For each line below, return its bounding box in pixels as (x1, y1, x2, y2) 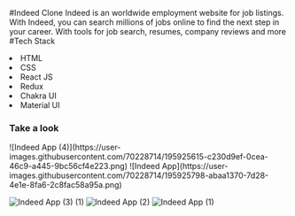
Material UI (20, 100, 60, 110)
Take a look (9, 121, 59, 134)
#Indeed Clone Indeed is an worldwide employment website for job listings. (9, 8, 284, 18)
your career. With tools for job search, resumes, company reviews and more (9, 27, 286, 36)
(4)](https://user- (58, 142, 121, 153)
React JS (20, 72, 53, 82)
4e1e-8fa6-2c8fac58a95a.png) (9, 180, 122, 190)
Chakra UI (20, 90, 58, 101)
